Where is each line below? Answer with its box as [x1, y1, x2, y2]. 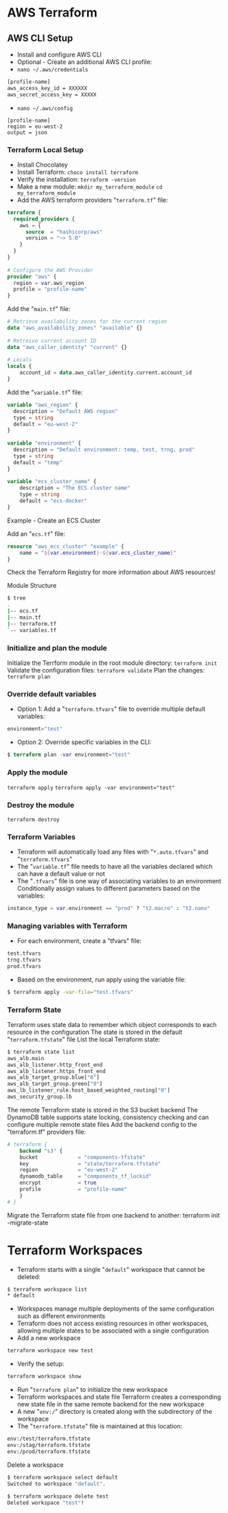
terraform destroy [7, 816, 60, 823]
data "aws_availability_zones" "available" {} [7, 325, 143, 332]
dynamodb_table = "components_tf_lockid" [19, 1173, 152, 1180]
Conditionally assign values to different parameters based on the [16, 884, 201, 892]
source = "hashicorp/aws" [25, 229, 103, 235]
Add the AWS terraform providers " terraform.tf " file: [16, 195, 168, 204]
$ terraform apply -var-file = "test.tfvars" [7, 988, 134, 995]
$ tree [7, 595, 26, 602]
